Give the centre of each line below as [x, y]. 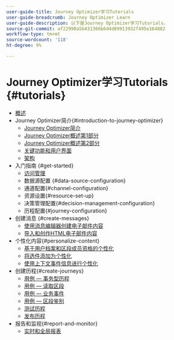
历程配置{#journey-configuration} [65, 211]
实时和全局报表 [42, 331]
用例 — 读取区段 [44, 286]
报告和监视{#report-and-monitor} [56, 323]
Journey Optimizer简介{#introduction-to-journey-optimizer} [89, 120]
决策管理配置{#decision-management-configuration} [89, 203]
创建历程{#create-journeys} [49, 271]
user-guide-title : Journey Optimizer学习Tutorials [70, 12]
